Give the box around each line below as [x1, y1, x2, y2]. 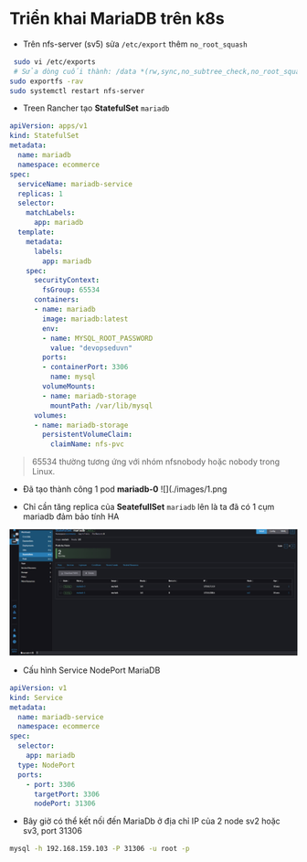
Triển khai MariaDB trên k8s [9, 8, 226, 29]
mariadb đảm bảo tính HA [22, 511, 120, 522]
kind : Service [9, 693, 64, 702]
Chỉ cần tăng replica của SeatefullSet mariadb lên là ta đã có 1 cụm [22, 502, 275, 513]
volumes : [33, 410, 68, 420]
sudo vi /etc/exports [13, 57, 96, 67]
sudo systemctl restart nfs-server [9, 86, 145, 95]
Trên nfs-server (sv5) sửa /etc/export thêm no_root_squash [22, 38, 249, 49]
